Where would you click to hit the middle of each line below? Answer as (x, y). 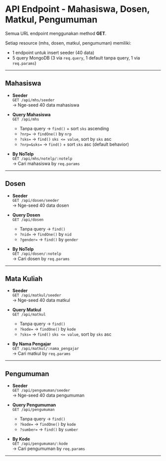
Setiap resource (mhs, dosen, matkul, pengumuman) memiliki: (68, 43)
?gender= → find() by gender (49, 239)
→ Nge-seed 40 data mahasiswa (46, 105)
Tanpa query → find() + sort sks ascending (64, 128)
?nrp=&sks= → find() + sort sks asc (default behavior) (74, 144)
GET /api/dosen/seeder (36, 200)
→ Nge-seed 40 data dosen (41, 205)
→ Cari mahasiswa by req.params (46, 163)
